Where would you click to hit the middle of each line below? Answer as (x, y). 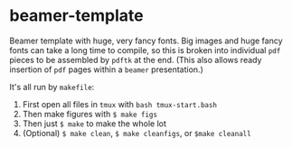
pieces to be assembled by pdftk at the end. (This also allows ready (136, 60)
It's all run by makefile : (52, 87)
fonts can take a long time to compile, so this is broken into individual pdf (145, 50)
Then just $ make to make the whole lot (94, 124)
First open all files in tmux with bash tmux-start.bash (120, 104)
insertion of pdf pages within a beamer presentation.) (106, 69)
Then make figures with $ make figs (90, 114)
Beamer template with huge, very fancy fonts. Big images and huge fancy (146, 41)
